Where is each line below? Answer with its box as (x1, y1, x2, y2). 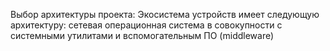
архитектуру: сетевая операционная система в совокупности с (10, 19, 283, 31)
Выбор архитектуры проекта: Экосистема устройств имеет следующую (10, 9, 320, 20)
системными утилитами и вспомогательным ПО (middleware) (10, 30, 275, 41)
